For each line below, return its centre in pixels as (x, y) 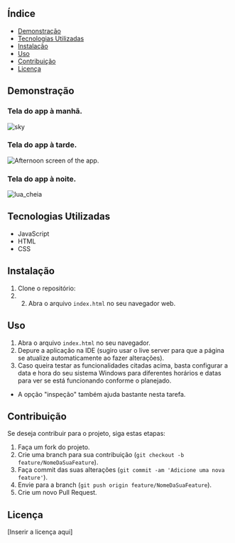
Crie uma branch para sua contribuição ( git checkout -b (101, 455)
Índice (21, 14)
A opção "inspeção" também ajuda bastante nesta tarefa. (102, 394)
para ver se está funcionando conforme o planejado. (94, 380)
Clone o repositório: (47, 288)
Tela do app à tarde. (42, 145)
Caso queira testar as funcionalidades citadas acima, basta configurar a (123, 365)
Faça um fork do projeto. (54, 447)
